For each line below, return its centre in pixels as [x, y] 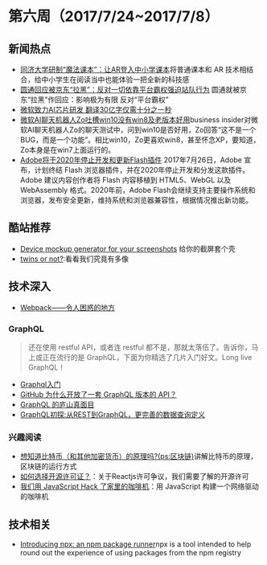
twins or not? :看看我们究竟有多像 [74, 259]
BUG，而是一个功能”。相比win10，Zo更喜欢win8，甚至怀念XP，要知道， [140, 140]
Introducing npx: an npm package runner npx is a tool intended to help [136, 544]
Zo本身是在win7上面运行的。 [68, 150]
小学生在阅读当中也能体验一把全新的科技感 [119, 80]
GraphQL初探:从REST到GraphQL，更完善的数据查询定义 [113, 414]
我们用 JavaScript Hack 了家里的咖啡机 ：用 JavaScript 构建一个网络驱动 [139, 486]
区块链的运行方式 [48, 466]
